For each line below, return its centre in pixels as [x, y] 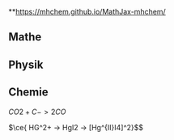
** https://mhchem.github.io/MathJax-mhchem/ [87, 12]
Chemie [28, 92]
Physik [26, 64]
